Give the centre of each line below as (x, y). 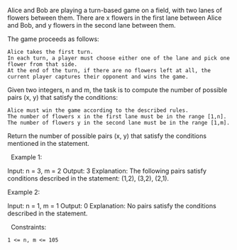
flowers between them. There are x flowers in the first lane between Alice (115, 18)
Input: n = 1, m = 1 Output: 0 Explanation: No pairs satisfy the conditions (112, 206)
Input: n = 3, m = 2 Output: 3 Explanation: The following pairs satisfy (107, 171)
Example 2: (24, 192)
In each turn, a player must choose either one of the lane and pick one (119, 58)
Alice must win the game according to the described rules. (98, 110)
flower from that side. (43, 64)
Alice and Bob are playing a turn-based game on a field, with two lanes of (115, 10)
